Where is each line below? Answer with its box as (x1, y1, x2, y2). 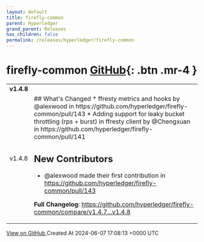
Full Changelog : (33, 200, 80, 209)
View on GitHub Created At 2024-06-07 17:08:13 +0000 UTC (6, 229, 159, 237)
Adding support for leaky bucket (92, 109, 185, 118)
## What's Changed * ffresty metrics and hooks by (33, 94, 180, 103)
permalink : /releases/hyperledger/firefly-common (6, 37, 135, 43)
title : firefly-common (6, 15, 64, 21)
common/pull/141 (33, 132, 86, 140)
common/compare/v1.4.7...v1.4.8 (33, 208, 131, 216)
